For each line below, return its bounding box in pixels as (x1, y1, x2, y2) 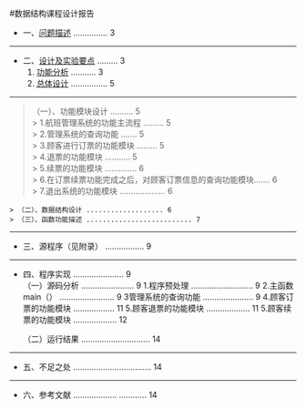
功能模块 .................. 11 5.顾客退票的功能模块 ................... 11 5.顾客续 (38, 303, 292, 313)
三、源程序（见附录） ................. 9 (22, 240, 152, 251)
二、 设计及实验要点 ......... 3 (22, 56, 126, 66)
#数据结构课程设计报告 (9, 8, 95, 18)
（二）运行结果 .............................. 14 (22, 333, 161, 344)
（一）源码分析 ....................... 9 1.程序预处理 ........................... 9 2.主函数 (22, 281, 294, 291)
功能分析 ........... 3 (36, 66, 104, 77)
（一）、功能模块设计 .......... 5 (31, 106, 141, 117)
